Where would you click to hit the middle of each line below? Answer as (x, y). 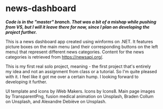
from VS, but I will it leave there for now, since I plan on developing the (77, 27)
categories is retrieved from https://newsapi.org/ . (54, 57)
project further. (21, 32)
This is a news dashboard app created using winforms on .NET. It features (79, 41)
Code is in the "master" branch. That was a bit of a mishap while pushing (81, 22)
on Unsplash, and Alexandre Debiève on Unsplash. (56, 101)
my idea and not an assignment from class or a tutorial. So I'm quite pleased (81, 71)
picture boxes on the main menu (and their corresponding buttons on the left (82, 47)
